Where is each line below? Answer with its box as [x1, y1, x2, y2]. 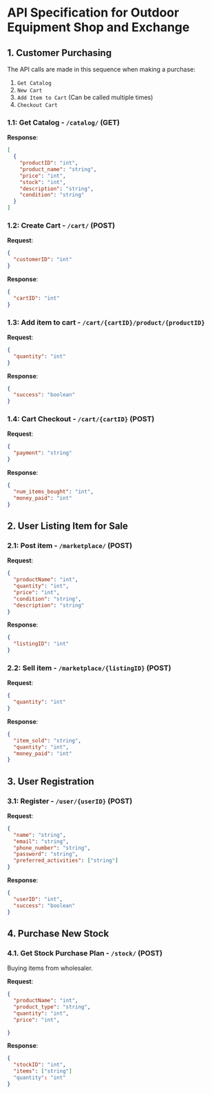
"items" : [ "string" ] [13, 1068, 72, 1075]
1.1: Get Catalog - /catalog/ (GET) [7, 117, 120, 127]
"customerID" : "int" [13, 256, 72, 263]
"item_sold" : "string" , [13, 737, 81, 744]
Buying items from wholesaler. [7, 964, 93, 973]
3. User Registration [7, 776, 94, 787]
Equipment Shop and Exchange [7, 19, 190, 35]
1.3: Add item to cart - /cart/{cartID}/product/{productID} [7, 317, 205, 327]
